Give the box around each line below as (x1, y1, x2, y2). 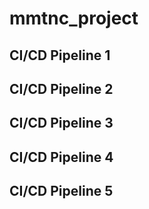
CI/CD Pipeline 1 (9, 47, 111, 64)
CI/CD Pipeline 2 (9, 80, 114, 97)
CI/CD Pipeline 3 (9, 115, 114, 132)
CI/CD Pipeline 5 (9, 183, 114, 200)
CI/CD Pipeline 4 (9, 148, 114, 166)
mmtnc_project (9, 7, 139, 30)
